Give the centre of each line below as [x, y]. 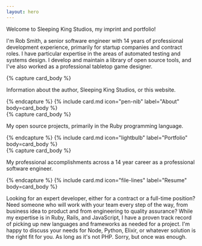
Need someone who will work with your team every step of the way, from [97, 204]
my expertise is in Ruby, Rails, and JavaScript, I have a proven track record [99, 217]
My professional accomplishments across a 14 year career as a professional [100, 162]
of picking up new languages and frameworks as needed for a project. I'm [98, 224]
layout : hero [23, 12]
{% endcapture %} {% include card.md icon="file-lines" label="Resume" [96, 180]
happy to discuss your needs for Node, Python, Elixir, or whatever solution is [101, 230]
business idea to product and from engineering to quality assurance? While [99, 211]
